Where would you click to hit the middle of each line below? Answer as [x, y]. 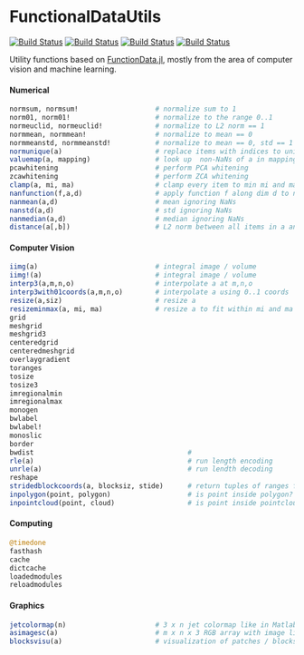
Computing [31, 523]
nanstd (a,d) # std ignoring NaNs [121, 210]
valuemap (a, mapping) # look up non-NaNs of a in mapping [153, 160]
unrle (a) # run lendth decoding [141, 469]
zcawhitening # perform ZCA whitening [129, 177]
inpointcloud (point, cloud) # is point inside [133, 503]
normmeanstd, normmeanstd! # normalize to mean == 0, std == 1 [152, 142]
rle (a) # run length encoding [141, 461]
